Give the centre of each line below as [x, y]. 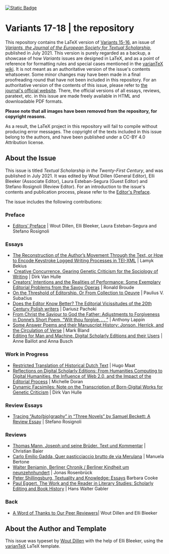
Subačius [22, 298]
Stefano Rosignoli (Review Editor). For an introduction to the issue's [75, 187]
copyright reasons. [26, 116]
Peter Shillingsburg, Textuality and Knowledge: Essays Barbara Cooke [85, 478]
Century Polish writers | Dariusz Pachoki [54, 309]
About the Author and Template [56, 528]
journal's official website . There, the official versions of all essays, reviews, [83, 90]
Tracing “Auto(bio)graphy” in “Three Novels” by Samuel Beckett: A [81, 416]
